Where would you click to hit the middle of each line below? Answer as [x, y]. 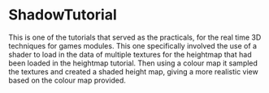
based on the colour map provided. [67, 80]
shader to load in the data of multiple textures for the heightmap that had [130, 54]
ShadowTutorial [63, 15]
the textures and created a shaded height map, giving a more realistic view [133, 71]
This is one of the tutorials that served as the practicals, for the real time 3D [135, 37]
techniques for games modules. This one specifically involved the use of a [133, 45]
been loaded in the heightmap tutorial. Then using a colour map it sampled [133, 63]
